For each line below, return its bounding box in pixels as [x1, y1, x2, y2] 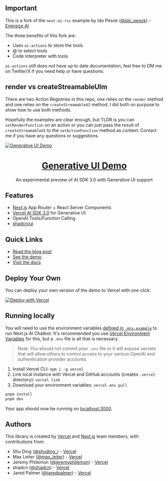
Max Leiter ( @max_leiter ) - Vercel [12, 454, 82, 460]
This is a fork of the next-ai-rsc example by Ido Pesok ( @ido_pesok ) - [5, 17, 151, 23]
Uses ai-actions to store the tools [12, 42, 83, 48]
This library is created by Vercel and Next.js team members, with [5, 433, 139, 440]
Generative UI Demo [42, 160, 127, 171]
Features [5, 191, 34, 199]
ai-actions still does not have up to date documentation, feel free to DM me [5, 62, 162, 68]
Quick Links [5, 235, 43, 244]
